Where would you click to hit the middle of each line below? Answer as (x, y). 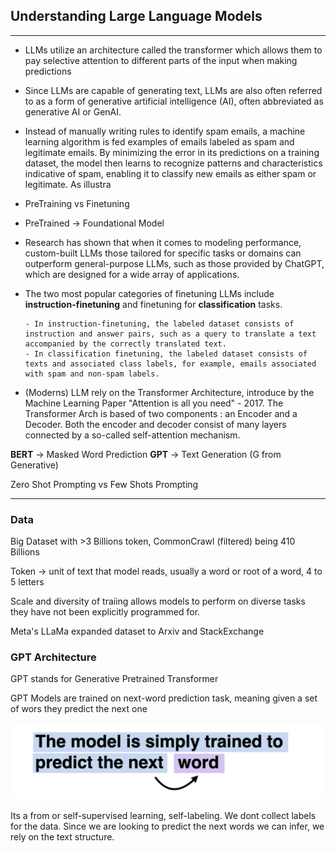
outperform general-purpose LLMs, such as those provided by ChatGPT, (174, 263)
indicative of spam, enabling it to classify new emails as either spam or (170, 173)
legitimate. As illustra (68, 184)
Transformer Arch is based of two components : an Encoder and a (161, 413)
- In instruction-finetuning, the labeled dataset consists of (159, 324)
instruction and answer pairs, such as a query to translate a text (170, 334)
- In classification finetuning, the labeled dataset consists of (166, 354)
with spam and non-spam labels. (92, 374)
